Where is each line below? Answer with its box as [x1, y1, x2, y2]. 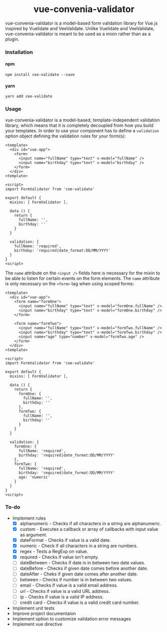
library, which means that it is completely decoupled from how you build [5, 122, 154, 128]
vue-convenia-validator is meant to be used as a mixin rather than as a [5, 31, 151, 37]
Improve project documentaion [12, 610, 76, 616]
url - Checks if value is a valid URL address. [19, 588, 110, 594]
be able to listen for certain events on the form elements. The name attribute [5, 275, 160, 281]
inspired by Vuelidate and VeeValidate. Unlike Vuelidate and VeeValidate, [5, 25, 155, 31]
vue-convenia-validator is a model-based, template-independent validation [5, 117, 160, 123]
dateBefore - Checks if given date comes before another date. [19, 565, 148, 571]
